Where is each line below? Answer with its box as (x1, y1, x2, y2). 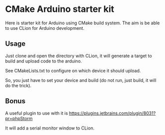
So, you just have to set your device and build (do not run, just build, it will (5, 77, 157, 83)
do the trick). (5, 82, 32, 88)
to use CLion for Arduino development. (5, 25, 84, 31)
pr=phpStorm (5, 115, 33, 121)
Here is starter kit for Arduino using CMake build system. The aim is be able (5, 20, 160, 26)
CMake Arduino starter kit (5, 3, 114, 15)
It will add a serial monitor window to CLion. (5, 125, 94, 131)
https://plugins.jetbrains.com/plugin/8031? (69, 110, 156, 116)
